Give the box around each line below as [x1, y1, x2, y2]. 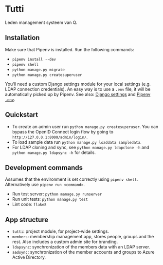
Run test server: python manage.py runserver [12, 191, 102, 197]
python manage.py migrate [12, 67, 65, 72]
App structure [5, 215, 49, 224]
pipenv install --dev [12, 57, 56, 62]
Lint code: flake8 [12, 201, 47, 208]
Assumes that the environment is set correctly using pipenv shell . [5, 176, 138, 182]
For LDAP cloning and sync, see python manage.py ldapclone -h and [12, 144, 149, 150]
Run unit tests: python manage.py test [12, 196, 88, 202]
